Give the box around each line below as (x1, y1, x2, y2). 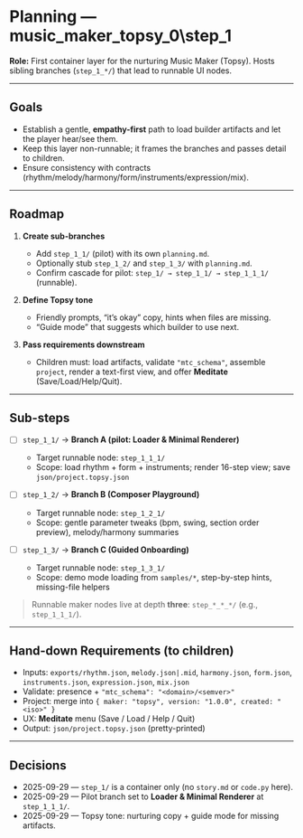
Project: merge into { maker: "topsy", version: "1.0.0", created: (22, 696, 273, 707)
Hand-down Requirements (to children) (9, 643, 234, 658)
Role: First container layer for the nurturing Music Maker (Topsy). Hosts (9, 55, 275, 66)
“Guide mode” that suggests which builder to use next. (35, 321, 240, 332)
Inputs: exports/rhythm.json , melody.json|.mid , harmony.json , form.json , (22, 667, 293, 678)
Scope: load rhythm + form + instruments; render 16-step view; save (35, 462, 291, 473)
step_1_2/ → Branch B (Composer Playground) (22, 489, 200, 500)
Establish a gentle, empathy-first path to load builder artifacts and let (22, 124, 281, 135)
